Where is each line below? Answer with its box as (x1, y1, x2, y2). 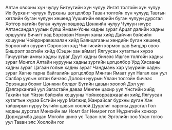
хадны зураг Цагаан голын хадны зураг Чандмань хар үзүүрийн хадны (5, 64, 161, 70)
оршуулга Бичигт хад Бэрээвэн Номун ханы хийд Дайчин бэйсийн (5, 32, 152, 38)
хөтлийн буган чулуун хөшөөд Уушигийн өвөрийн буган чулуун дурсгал (5, 15, 163, 21)
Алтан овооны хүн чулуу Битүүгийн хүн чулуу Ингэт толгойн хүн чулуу (5, 5, 161, 10)
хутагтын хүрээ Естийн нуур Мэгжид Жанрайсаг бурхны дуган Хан (5, 97, 153, 103)
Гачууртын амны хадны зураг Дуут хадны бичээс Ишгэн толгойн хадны (5, 53, 163, 60)
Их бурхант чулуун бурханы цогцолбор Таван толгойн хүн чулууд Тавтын (5, 10, 166, 16)
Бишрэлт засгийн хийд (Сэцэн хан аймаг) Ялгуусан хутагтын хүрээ (5, 48, 154, 54)
